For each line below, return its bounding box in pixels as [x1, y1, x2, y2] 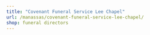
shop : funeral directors [6, 20, 69, 26]
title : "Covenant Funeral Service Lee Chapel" [6, 8, 125, 15]
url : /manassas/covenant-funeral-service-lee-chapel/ [6, 14, 145, 20]
